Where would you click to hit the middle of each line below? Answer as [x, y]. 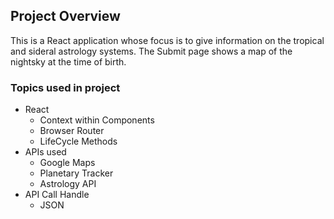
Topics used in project [65, 87]
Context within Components [97, 120]
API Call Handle [57, 195]
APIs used [45, 152]
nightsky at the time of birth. [68, 61]
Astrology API [68, 184]
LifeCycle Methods [78, 141]
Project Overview [65, 16]
